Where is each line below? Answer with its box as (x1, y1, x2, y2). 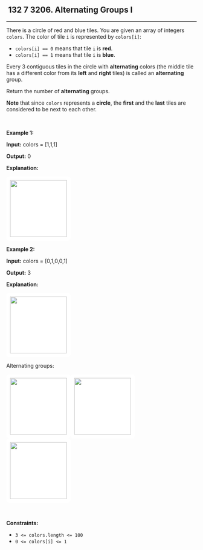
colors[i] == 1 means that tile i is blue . (14, 51, 116, 58)
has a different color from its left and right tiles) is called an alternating (6, 69, 184, 76)
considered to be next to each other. (6, 105, 97, 113)
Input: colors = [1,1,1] (6, 140, 57, 148)
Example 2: (6, 245, 35, 253)
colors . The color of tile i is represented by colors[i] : (6, 33, 142, 40)
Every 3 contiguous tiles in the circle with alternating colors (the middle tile (6, 63, 194, 70)
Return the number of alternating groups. (6, 87, 110, 94)
